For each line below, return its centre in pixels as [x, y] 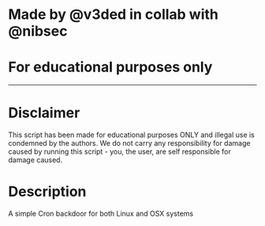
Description [47, 192]
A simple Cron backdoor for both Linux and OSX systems [101, 213]
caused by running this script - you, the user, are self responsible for [119, 152]
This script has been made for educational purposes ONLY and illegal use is [131, 135]
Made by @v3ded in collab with [114, 15]
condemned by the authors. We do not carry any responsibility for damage [129, 143]
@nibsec [38, 31]
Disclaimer [44, 113]
